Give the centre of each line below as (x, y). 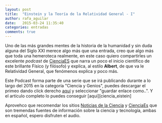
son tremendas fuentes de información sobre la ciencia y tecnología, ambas (81, 110)
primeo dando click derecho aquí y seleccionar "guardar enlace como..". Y (79, 91)
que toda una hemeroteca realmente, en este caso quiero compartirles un (78, 56)
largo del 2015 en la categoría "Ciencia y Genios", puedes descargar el (75, 86)
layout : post (18, 9)
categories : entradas (27, 27)
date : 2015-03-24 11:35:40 (34, 23)
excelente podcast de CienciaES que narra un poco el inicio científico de (77, 61)
